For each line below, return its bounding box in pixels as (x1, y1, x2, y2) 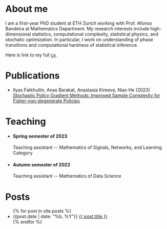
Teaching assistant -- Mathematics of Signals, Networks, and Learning (12, 144, 162, 150)
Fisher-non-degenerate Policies (12, 98, 80, 104)
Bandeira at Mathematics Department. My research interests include (5, 25, 150, 31)
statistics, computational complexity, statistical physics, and (32, 31, 159, 37)
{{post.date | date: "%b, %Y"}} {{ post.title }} (12, 214, 108, 220)
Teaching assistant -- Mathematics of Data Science (12, 173, 121, 179)
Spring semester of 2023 (12, 133, 68, 139)
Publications (5, 70, 60, 82)
